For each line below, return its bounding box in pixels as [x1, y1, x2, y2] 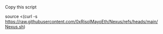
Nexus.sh [5, 24, 24, 30]
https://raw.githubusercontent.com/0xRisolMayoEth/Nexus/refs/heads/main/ [5, 19, 158, 24]
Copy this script [5, 4, 37, 10]
